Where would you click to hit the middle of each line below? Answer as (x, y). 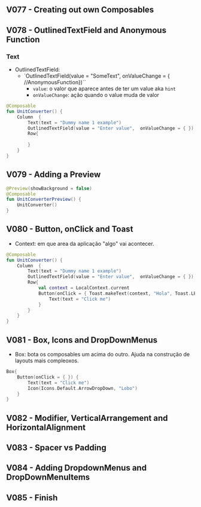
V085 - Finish (32, 498)
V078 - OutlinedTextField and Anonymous (86, 30)
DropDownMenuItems (48, 477)
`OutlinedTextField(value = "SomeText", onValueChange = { (97, 76)
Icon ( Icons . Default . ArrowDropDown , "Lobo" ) (83, 388)
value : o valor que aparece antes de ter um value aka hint (104, 88)
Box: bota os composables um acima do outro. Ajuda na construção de (102, 355)
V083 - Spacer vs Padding (56, 448)
